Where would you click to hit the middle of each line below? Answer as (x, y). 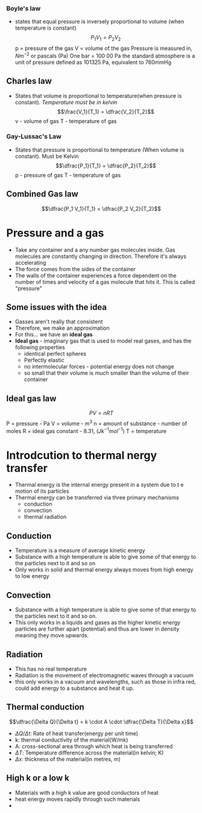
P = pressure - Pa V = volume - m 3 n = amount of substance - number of (97, 423)
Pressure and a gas (55, 233)
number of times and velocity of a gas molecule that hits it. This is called (105, 281)
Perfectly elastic (44, 360)
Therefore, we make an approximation (62, 328)
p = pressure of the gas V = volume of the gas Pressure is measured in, (104, 48)
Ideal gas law (31, 398)
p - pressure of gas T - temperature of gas (68, 175)
